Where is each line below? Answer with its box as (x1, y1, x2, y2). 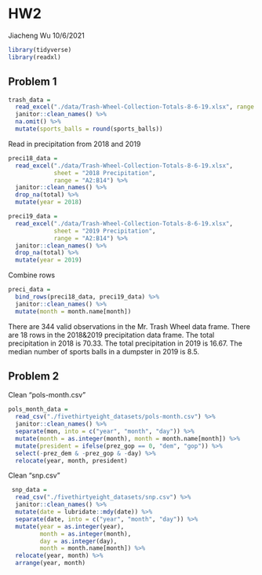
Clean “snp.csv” (8, 471, 60, 480)
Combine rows (8, 270, 56, 280)
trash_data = (8, 96, 51, 104)
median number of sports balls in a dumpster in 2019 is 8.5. (8, 346, 200, 356)
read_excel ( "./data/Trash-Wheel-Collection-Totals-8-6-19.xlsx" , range (15, 103, 255, 111)
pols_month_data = (8, 405, 68, 413)
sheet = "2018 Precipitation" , (53, 169, 156, 177)
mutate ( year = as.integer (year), (15, 522, 125, 530)
